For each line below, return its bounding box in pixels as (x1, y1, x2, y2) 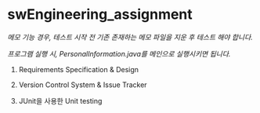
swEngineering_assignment (7, 5, 193, 24)
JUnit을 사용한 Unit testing (18, 96, 103, 105)
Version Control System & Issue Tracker (18, 80, 147, 89)
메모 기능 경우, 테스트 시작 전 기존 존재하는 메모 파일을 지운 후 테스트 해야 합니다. (7, 32, 254, 42)
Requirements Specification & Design (18, 64, 139, 74)
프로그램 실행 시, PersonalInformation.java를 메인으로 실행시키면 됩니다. (7, 49, 231, 58)
